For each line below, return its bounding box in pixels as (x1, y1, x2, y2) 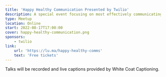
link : (5, 44, 16, 49)
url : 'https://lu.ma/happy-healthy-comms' (14, 48, 103, 53)
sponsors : (5, 35, 26, 40)
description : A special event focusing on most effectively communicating (5, 12, 163, 17)
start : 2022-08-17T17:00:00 (5, 26, 63, 30)
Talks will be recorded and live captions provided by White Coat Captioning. (5, 66, 160, 72)
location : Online (5, 21, 41, 26)
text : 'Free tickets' (14, 52, 58, 58)
